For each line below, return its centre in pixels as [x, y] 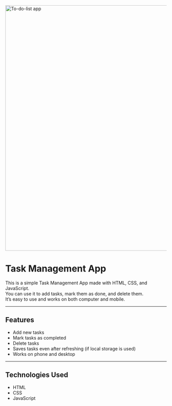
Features [20, 320]
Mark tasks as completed [39, 337]
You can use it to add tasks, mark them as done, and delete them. [74, 294]
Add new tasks [28, 332]
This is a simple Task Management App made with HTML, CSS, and [76, 283]
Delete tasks [26, 343]
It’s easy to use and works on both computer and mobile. [65, 299]
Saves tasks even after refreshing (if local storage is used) [74, 348]
